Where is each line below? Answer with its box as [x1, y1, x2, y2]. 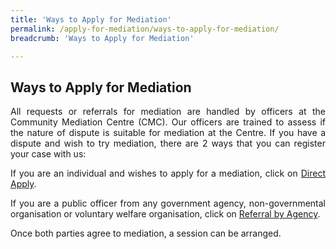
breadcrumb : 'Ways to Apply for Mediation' [10, 33, 195, 43]
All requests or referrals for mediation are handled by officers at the [10, 106, 326, 118]
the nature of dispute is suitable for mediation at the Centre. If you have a [10, 127, 326, 139]
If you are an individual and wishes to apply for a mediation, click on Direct [10, 167, 326, 180]
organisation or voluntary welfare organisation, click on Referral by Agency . [10, 208, 321, 220]
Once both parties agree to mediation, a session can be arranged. [10, 227, 282, 240]
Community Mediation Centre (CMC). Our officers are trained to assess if [10, 116, 326, 128]
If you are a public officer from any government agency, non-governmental [10, 197, 326, 210]
